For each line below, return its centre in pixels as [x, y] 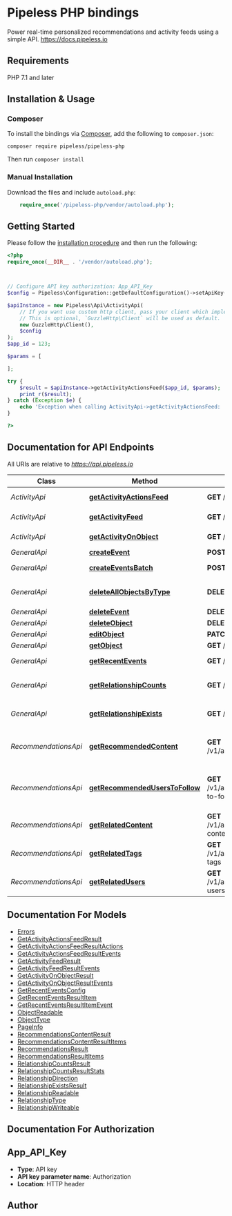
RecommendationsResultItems [60, 1056]
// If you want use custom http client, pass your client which [114, 312]
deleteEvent [109, 611]
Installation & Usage [51, 99]
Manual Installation [40, 177]
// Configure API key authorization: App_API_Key [80, 287]
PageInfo [30, 1027]
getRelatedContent [121, 825]
